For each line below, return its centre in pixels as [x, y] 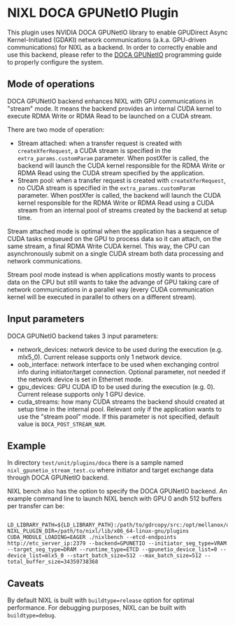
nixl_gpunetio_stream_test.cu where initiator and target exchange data [111, 470]
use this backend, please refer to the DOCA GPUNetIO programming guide [115, 55]
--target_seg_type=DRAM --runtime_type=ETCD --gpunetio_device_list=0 [112, 550]
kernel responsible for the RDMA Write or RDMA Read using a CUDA [116, 203]
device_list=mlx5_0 [36, 556]
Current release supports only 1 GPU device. [81, 394]
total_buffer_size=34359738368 [53, 562]
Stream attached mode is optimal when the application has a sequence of [113, 231]
